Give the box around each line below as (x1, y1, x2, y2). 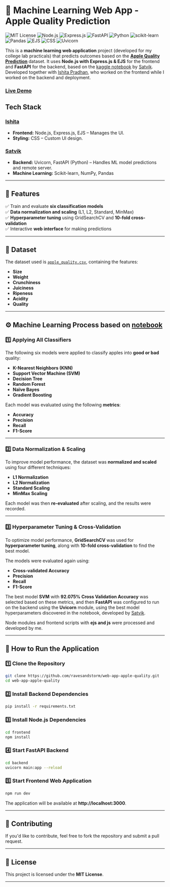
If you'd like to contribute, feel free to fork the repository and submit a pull (5, 833, 159, 839)
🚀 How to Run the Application (5, 645, 100, 653)
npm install (5, 735, 30, 740)
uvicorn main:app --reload (5, 765, 62, 770)
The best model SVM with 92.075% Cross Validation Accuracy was (5, 593, 148, 599)
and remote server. (12, 165, 53, 171)
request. (5, 838, 23, 844)
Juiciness (12, 285, 34, 291)
